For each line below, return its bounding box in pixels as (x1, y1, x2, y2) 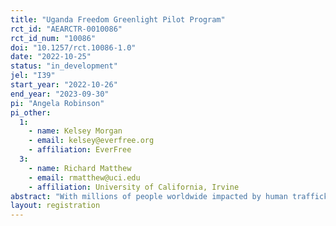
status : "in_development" (10, 61, 118, 71)
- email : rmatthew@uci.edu (28, 172, 141, 183)
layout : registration (10, 201, 101, 211)
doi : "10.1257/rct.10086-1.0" (10, 42, 137, 53)
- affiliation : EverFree (28, 145, 132, 155)
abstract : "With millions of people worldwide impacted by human (10, 191, 288, 201)
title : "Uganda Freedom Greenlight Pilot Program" (10, 14, 226, 25)
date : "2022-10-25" (10, 52, 92, 62)
